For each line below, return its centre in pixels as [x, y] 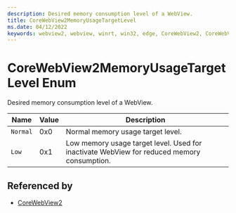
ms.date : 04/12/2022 [38, 27]
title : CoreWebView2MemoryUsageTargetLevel [72, 20]
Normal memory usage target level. [124, 132]
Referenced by [40, 186]
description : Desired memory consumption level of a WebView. [100, 14]
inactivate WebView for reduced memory [133, 152]
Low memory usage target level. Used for [134, 143]
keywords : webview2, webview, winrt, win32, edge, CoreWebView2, [105, 33]
